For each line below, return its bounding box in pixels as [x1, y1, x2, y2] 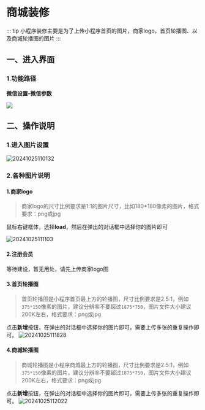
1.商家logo [6, 188, 33, 195]
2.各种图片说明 [6, 171, 50, 180]
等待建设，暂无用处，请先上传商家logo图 [6, 265, 109, 273]
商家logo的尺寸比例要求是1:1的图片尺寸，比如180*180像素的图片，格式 [21, 203, 199, 210]
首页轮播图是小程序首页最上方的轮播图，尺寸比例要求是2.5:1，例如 [21, 295, 189, 303]
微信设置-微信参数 [6, 90, 52, 97]
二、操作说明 [6, 121, 55, 131]
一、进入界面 [6, 55, 55, 65]
